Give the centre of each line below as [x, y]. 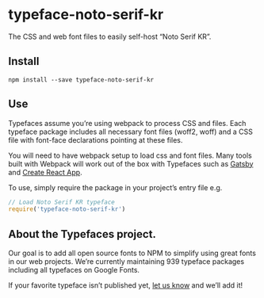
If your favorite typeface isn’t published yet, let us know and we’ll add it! [126, 285]
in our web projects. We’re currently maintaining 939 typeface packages [126, 262]
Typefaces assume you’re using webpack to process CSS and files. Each [127, 123]
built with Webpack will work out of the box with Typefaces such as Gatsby [131, 163]
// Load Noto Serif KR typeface [61, 202]
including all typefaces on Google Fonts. [74, 270]
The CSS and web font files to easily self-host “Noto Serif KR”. [110, 36]
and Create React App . [45, 172]
